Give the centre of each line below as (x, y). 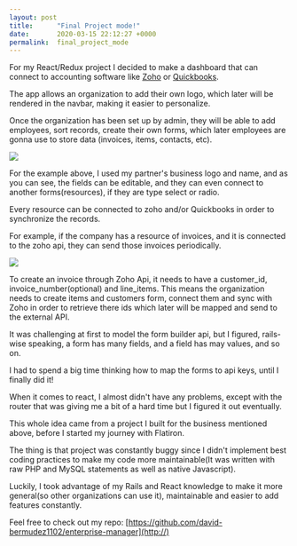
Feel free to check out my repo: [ (69, 522)
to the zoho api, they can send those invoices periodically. (115, 246)
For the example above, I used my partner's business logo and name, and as (148, 173)
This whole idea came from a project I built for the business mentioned (138, 423)
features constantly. (46, 505)
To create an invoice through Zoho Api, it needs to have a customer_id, (138, 280)
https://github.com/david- (176, 522)
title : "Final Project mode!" (75, 26)
